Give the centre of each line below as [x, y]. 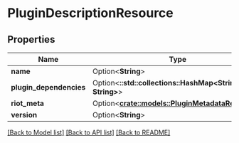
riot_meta [28, 103]
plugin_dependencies [48, 87]
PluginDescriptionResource [91, 13]
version [24, 115]
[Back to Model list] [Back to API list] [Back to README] [89, 132]
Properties [31, 39]
